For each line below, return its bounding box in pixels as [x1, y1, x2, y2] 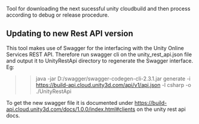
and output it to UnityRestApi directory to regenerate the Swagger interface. [6, 57, 194, 64]
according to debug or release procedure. [6, 11, 109, 18]
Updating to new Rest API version [6, 29, 133, 39]
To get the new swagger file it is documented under [6, 99, 133, 106]
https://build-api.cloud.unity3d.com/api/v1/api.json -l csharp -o [35, 81, 191, 88]
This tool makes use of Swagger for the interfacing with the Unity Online [6, 44, 184, 51]
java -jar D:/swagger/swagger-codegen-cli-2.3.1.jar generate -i [35, 75, 191, 82]
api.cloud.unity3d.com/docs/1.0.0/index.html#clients [6, 106, 136, 113]
